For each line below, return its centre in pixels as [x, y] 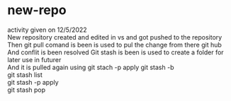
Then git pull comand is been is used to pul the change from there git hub [114, 44]
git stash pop [27, 90]
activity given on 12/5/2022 [47, 30]
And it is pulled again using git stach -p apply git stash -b [91, 67]
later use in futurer [34, 59]
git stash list [25, 75]
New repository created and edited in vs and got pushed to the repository [115, 37]
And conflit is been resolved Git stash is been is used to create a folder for [116, 52]
